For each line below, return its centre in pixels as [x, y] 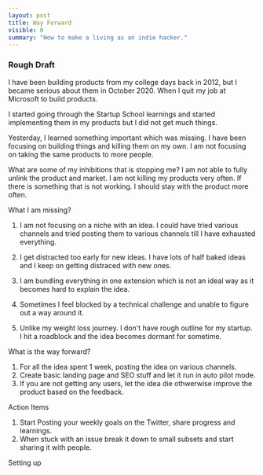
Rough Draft [31, 65]
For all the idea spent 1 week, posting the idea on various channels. [128, 366]
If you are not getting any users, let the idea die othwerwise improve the [136, 383]
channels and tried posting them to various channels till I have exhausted [137, 234]
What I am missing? [40, 210]
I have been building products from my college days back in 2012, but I [123, 82]
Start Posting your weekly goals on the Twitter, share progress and [127, 422]
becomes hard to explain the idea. [75, 289]
